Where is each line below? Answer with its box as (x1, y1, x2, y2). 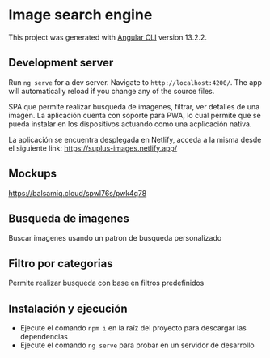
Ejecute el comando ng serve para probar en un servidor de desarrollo (19, 340, 255, 350)
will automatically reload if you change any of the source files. (8, 86, 215, 96)
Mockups (8, 167, 57, 181)
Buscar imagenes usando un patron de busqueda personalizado (8, 233, 222, 243)
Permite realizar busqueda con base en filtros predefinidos (8, 278, 205, 288)
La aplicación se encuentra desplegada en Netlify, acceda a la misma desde (8, 134, 262, 144)
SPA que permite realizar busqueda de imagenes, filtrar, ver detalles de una (8, 101, 260, 111)
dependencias (19, 332, 69, 341)
